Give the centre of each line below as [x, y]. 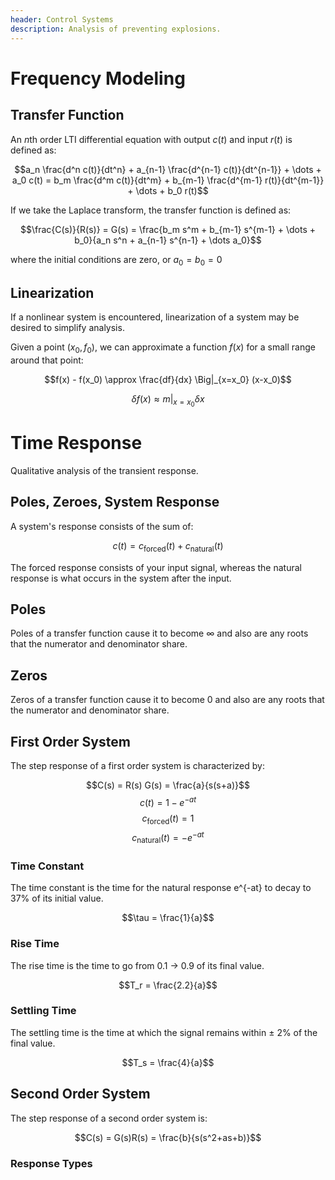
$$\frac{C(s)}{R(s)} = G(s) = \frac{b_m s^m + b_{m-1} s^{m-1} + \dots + [168, 229]
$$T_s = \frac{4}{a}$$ [168, 1062]
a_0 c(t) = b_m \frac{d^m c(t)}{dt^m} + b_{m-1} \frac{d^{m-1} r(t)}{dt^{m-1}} [168, 180]
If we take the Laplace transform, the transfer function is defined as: [151, 210]
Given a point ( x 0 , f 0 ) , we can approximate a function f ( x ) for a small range [163, 348]
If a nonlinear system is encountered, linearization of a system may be [155, 317]
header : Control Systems [62, 19]
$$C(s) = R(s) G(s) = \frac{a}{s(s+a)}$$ [168, 785]
